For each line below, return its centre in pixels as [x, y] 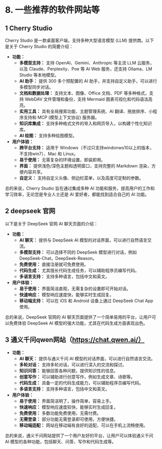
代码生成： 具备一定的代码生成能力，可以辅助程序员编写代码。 [81, 383]
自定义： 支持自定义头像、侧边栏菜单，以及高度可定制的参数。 [81, 178]
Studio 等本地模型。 [39, 75]
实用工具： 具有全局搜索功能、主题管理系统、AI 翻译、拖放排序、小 [86, 111]
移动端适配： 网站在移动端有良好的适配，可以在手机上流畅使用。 [83, 425]
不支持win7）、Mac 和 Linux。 [49, 154]
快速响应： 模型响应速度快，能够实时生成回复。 [66, 294]
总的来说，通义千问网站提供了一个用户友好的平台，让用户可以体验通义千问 [79, 435]
